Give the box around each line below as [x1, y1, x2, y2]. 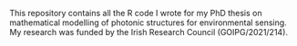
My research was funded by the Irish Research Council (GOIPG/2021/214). [9, 27, 289, 37]
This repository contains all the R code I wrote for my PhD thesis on [9, 8, 262, 18]
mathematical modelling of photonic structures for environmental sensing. [9, 17, 287, 28]
